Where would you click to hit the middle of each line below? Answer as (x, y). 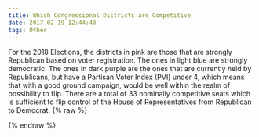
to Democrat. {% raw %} (48, 110)
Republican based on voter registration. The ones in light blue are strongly (128, 60)
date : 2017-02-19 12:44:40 (52, 23)
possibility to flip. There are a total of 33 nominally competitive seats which (129, 94)
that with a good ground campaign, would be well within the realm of (119, 85)
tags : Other (27, 30)
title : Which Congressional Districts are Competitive (100, 15)
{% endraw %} (32, 125)
